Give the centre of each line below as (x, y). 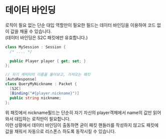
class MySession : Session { (35, 47)
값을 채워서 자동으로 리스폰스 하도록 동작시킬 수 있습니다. (60, 131)
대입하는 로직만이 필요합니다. (42, 119)
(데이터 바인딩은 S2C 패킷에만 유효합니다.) (46, 37)
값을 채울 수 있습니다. (31, 31)
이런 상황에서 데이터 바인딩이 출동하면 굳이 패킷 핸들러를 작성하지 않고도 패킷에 (82, 125)
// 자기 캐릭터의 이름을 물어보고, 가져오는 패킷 (48, 75)
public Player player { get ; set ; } (48, 61)
